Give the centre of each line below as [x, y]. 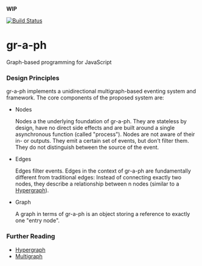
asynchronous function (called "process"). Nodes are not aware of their [105, 134]
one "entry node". [37, 221]
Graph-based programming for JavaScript [59, 62]
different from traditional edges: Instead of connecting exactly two [98, 178]
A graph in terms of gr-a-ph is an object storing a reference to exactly [103, 214]
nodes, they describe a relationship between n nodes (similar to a [97, 184]
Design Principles [33, 77]
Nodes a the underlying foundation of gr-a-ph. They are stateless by [101, 121]
